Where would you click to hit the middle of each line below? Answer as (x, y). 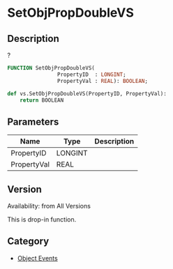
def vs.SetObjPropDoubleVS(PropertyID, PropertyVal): (87, 93)
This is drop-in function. (42, 220)
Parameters (33, 122)
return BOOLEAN (42, 100)
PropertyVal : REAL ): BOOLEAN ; (103, 81)
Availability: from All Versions (49, 206)
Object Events (37, 258)
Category (28, 241)
